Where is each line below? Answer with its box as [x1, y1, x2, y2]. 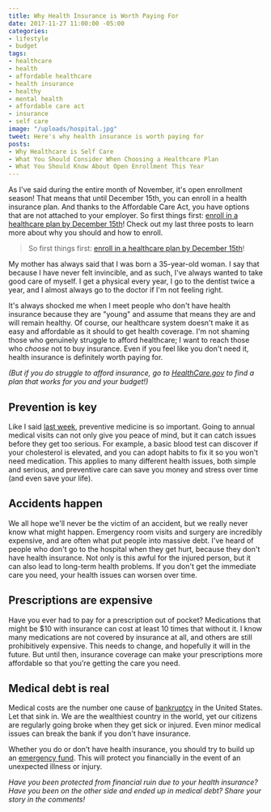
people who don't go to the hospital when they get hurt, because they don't [8, 544, 260, 553]
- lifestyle [8, 34, 49, 43]
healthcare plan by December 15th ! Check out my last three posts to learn [8, 220, 254, 229]
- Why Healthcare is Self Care [8, 147, 114, 156]
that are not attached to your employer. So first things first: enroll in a [8, 211, 239, 220]
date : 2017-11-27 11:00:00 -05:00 [8, 19, 125, 28]
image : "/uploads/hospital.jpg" [8, 125, 117, 133]
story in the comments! [8, 795, 86, 805]
